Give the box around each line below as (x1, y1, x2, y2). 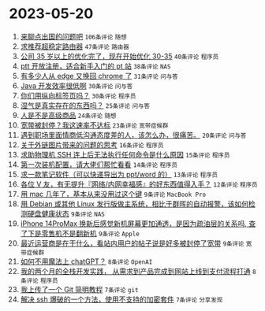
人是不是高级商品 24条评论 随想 (20, 110, 117, 120)
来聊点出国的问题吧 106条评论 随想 (20, 31, 127, 41)
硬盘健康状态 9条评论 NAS (27, 209, 105, 218)
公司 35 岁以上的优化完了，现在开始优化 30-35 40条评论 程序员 (20, 51, 219, 61)
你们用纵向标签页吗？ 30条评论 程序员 (20, 91, 136, 100)
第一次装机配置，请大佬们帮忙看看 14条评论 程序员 (20, 159, 178, 169)
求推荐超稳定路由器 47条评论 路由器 (20, 41, 129, 51)
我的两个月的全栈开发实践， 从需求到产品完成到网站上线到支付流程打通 (20, 266, 251, 276)
